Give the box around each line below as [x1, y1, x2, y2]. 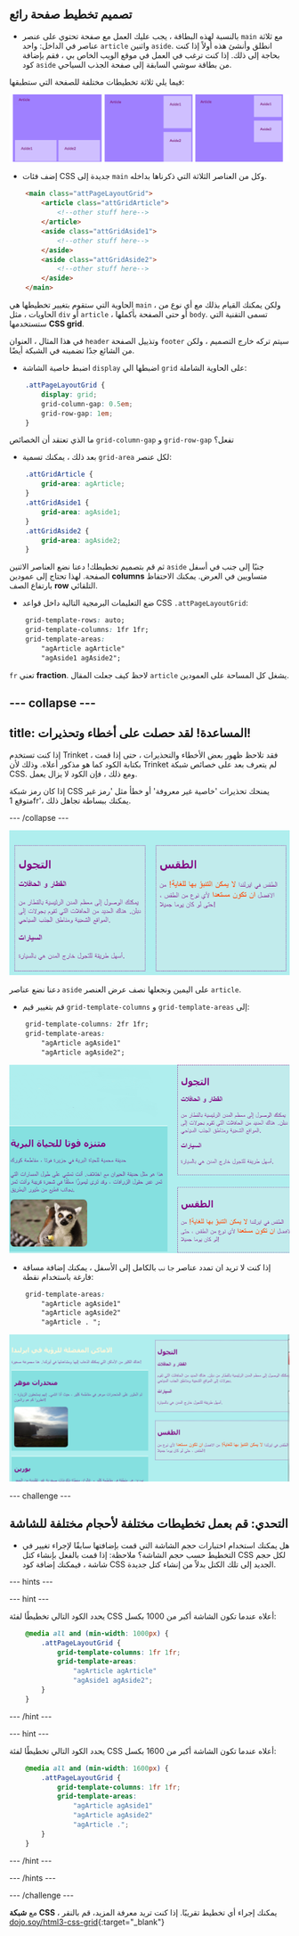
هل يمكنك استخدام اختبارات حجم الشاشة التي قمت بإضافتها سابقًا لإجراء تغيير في [21, 1539, 290, 1550]
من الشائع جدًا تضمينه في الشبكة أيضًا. [9, 345, 135, 356]
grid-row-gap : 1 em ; [41, 409, 114, 418]
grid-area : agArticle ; [41, 480, 125, 488]
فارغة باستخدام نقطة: [21, 1271, 94, 1282]
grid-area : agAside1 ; [41, 507, 122, 516]
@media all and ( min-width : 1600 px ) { [25, 1764, 169, 1773]
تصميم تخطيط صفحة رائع [9, 7, 133, 22]
